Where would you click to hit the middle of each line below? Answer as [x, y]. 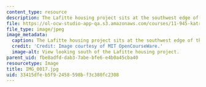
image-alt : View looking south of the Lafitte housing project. [96, 52]
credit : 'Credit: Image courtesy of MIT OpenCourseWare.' [88, 47]
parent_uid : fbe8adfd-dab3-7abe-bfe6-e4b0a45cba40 [72, 58]
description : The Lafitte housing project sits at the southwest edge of [103, 18]
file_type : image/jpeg [35, 29]
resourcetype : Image [33, 63]
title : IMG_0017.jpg [33, 69]
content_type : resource [37, 12]
